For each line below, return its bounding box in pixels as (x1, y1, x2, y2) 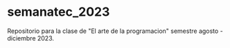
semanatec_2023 (7, 4, 110, 20)
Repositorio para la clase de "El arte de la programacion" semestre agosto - (7, 27, 223, 35)
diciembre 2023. (7, 34, 54, 42)
